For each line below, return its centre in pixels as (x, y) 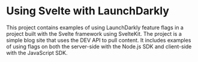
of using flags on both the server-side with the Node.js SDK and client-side (99, 46)
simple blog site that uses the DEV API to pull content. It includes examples (99, 40)
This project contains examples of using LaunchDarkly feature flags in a (95, 27)
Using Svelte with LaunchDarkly (88, 11)
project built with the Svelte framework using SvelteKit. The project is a (94, 33)
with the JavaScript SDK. (37, 52)
